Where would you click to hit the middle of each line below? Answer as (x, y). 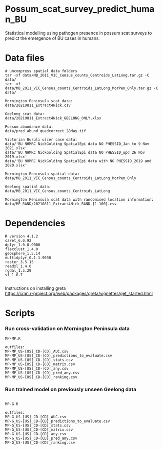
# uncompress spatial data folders (41, 71)
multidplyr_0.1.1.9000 (28, 258)
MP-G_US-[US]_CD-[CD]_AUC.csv (36, 417)
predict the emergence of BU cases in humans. (52, 38)
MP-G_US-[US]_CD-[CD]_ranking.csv (40, 442)
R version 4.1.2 (21, 236)
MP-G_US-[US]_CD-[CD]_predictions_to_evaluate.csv (58, 421)
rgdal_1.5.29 (18, 270)
